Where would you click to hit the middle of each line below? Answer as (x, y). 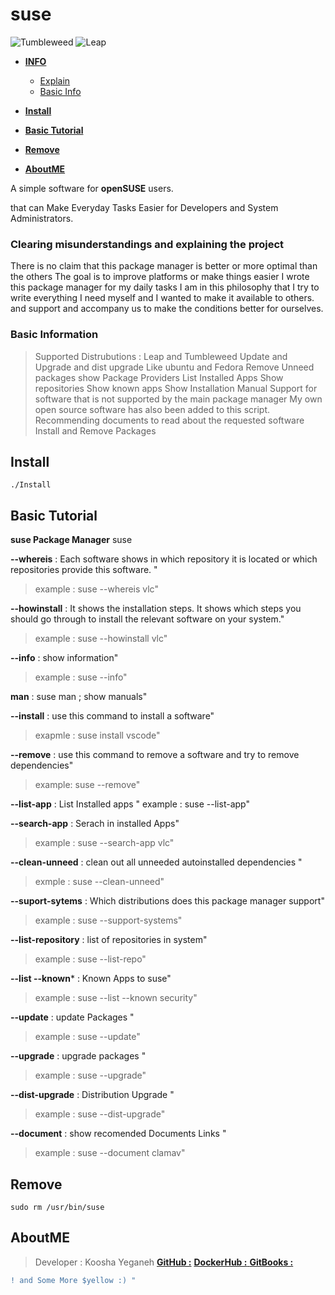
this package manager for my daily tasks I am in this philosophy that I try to (165, 287)
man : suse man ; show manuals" (79, 697)
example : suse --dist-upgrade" (100, 1114)
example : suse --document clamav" (110, 1153)
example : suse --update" (87, 1037)
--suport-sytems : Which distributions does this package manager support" (167, 901)
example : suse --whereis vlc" (96, 589)
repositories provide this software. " (84, 570)
